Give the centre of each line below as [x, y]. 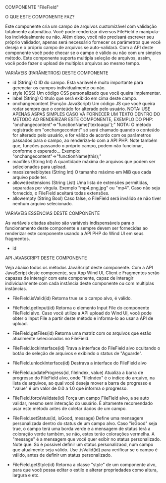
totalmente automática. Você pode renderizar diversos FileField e [72, 31]
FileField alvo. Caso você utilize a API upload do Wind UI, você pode [82, 313]
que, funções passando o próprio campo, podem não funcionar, [78, 146]
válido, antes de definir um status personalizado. [62, 455]
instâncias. [16, 289]
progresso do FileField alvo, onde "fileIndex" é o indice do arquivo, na [83, 378]
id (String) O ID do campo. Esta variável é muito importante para [78, 82]
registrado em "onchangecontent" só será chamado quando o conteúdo [86, 130]
